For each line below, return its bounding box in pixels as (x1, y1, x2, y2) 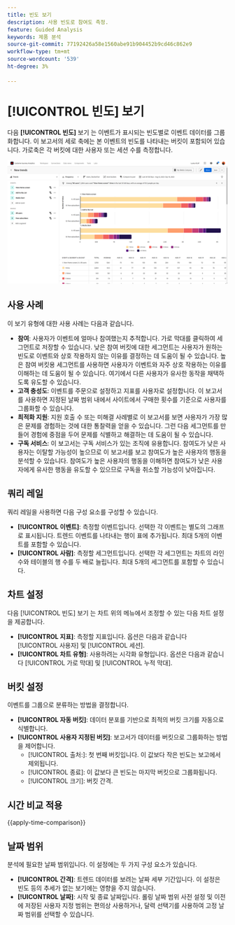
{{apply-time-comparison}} (7, 819, 86, 827)
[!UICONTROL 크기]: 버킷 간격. (27, 777, 113, 785)
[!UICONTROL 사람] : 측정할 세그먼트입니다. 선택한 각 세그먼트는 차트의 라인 (17, 549, 225, 557)
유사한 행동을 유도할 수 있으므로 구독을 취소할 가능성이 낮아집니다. (36, 465, 215, 474)
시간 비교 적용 (7, 799, 63, 811)
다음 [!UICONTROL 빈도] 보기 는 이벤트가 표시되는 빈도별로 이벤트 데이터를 (7, 128, 213, 136)
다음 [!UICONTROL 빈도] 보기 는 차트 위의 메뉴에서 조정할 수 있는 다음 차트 (7, 609, 211, 617)
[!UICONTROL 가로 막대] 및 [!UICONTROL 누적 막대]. (24, 658, 173, 667)
